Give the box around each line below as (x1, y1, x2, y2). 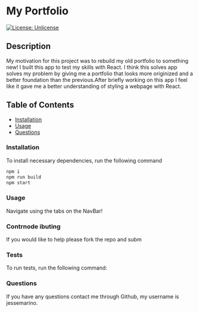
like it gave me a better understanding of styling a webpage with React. (6, 82, 182, 90)
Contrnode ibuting (6, 222, 61, 231)
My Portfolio (6, 4, 69, 18)
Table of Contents (6, 100, 75, 110)
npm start (6, 179, 31, 186)
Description (6, 41, 51, 51)
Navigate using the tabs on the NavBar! (6, 207, 103, 215)
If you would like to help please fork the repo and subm (6, 236, 142, 243)
